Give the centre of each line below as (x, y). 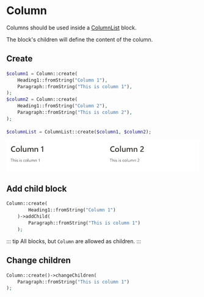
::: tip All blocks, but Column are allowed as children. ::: (74, 241)
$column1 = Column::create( (42, 73)
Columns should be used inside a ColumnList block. (71, 28)
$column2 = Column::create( (42, 100)
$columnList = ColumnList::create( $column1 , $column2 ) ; (79, 132)
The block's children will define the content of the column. (80, 39)
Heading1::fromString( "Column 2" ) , (63, 106)
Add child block (37, 189)
